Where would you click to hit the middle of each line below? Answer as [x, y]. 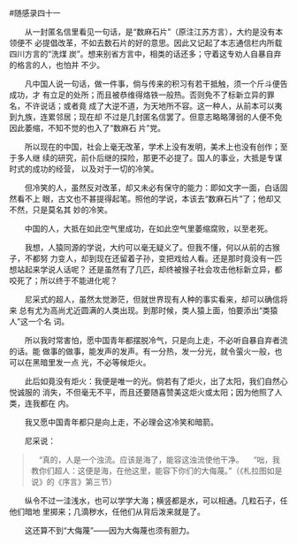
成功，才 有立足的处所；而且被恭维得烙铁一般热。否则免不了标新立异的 [138, 95]
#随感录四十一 [35, 13]
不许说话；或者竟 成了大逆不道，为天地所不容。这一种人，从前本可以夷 [153, 106]
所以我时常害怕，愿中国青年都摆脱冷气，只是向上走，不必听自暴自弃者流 [156, 340]
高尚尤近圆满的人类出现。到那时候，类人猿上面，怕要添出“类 [160, 310]
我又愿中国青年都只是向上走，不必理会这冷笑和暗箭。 [121, 422]
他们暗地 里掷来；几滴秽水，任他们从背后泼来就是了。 [107, 512]
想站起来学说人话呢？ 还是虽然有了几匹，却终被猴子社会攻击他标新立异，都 [146, 269]
